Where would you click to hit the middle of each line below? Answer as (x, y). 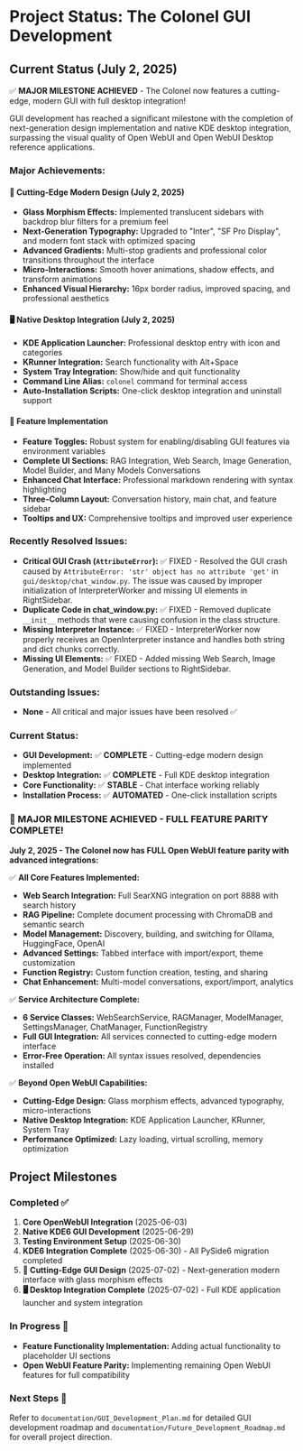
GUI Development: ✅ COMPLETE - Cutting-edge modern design (143, 755)
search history (49, 905)
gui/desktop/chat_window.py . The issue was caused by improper (142, 580)
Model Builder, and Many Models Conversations (111, 470)
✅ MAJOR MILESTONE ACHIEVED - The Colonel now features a (129, 91)
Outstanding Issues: (55, 692)
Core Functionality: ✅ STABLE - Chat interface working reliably (141, 785)
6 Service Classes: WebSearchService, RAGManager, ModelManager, (153, 1017)
